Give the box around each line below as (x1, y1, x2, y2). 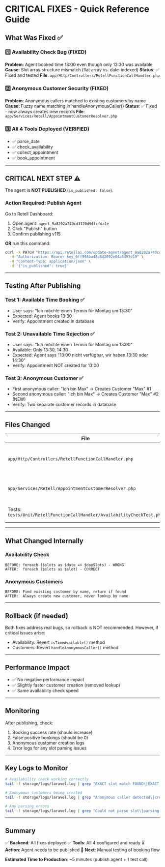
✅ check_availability (12, 144, 53, 150)
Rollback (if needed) (5, 611, 69, 620)
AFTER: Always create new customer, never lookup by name (5, 594, 129, 598)
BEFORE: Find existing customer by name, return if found (5, 589, 126, 595)
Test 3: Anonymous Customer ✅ (5, 375, 84, 382)
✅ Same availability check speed (12, 688, 79, 693)
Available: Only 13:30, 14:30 (12, 347, 68, 353)
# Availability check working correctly (5, 777, 89, 782)
